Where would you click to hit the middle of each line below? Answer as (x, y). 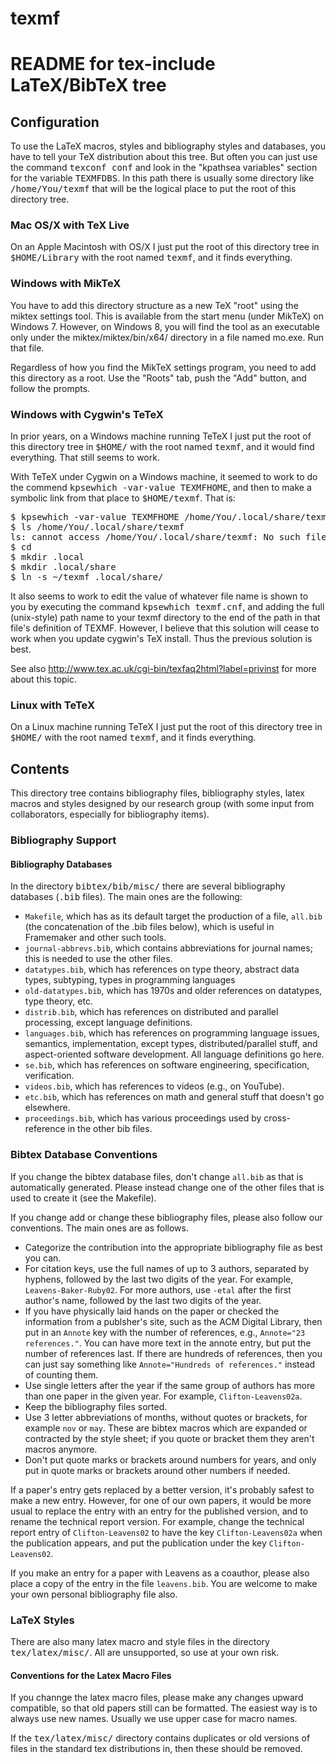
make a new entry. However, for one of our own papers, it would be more (161, 1500)
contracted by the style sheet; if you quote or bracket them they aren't (169, 1438)
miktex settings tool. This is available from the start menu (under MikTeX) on (167, 316)
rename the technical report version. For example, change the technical (157, 1521)
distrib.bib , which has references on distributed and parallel (151, 1012)
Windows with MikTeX (66, 284)
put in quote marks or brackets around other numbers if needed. (157, 1470)
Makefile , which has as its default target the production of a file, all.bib (173, 916)
